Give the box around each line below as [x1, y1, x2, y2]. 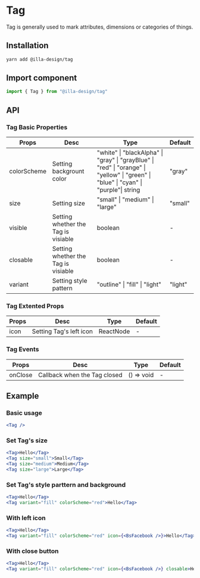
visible [9, 224, 28, 232]
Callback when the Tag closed [37, 371, 123, 379]
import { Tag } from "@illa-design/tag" [6, 89, 108, 95]
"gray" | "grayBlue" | [96, 156, 154, 164]
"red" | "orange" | [96, 163, 146, 172]
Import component [6, 73, 77, 83]
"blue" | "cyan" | [96, 178, 143, 187]
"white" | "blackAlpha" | [96, 148, 164, 157]
